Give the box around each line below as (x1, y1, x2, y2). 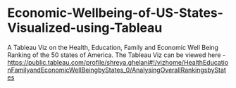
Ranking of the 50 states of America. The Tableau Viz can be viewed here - (7, 51, 225, 59)
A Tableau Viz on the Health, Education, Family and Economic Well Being (7, 43, 218, 51)
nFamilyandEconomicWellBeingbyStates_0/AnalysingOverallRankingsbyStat (7, 65, 227, 74)
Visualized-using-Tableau (7, 20, 163, 36)
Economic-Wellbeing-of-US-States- (7, 5, 224, 21)
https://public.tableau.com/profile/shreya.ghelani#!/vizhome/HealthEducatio (7, 58, 229, 66)
